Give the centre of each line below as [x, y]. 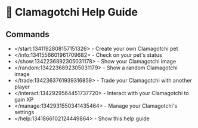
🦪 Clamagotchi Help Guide [72, 12]
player [22, 87]
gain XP [24, 99]
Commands [28, 34]
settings [24, 112]
